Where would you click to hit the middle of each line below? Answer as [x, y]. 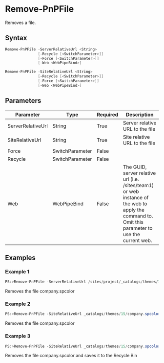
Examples [20, 257]
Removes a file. [20, 23]
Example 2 [18, 304]
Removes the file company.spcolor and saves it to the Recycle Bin [71, 356]
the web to [135, 203]
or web [131, 191]
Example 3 [18, 336]
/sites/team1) [138, 185]
